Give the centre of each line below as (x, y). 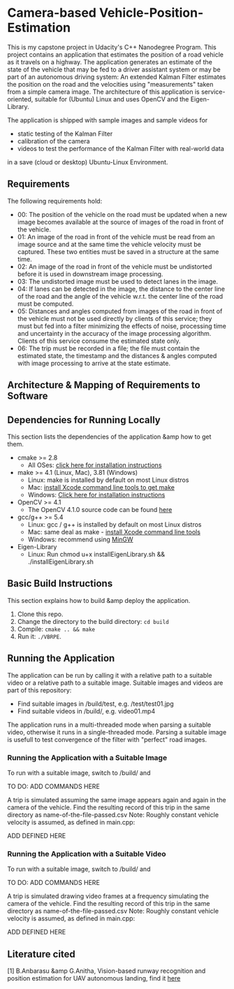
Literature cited (41, 954)
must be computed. (45, 304)
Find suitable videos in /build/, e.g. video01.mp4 (86, 711)
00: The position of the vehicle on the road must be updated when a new (122, 214)
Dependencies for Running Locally (84, 420)
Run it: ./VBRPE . (39, 636)
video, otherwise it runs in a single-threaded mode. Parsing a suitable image (117, 732)
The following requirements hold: (55, 201)
